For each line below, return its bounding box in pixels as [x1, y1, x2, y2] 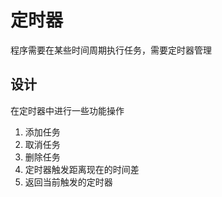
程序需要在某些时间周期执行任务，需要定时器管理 [10, 44, 212, 56]
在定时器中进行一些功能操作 [10, 104, 125, 116]
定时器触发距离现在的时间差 [24, 163, 140, 175]
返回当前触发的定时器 [24, 176, 113, 188]
